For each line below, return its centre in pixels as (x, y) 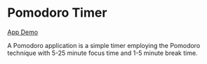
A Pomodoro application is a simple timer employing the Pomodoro (104, 45)
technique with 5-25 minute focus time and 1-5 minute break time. (102, 53)
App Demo (23, 32)
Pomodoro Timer (57, 13)
